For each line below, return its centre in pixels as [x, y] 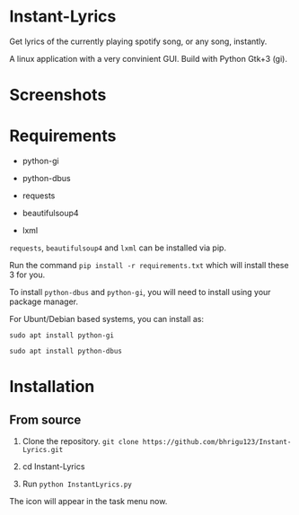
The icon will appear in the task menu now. [88, 502]
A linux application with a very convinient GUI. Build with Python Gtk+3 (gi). [148, 58]
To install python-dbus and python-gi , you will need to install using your [140, 292]
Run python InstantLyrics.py [77, 484]
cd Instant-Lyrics [53, 467]
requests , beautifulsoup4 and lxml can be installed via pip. [118, 248]
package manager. [44, 301]
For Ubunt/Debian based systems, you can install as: [107, 319]
